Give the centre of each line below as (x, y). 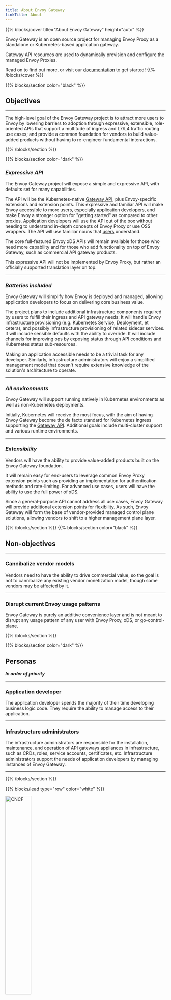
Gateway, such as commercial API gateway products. (61, 252)
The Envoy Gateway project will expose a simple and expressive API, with (82, 183)
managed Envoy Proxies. (31, 60)
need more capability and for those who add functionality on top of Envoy (82, 247)
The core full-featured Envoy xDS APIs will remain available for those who (83, 241)
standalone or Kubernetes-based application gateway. (62, 44)
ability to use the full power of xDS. (42, 492)
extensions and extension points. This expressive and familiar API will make (84, 204)
